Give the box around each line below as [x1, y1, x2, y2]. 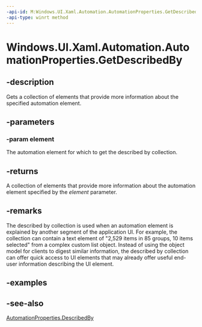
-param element [6, 135, 55, 143]
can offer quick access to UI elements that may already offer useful [6, 254, 173, 261]
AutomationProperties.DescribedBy [6, 314, 94, 322]
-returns [6, 166, 38, 176]
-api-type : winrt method [6, 14, 69, 20]
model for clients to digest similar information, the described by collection [6, 248, 189, 255]
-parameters [6, 117, 55, 127]
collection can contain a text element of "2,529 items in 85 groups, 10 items [6, 234, 194, 241]
